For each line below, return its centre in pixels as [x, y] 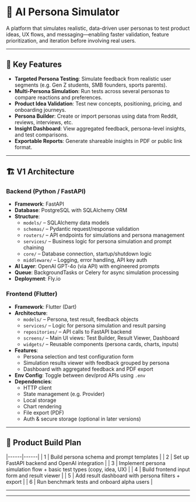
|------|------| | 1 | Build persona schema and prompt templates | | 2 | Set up [98, 457]
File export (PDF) [43, 412]
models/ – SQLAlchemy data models [66, 223]
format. [23, 147]
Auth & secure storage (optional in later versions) [82, 419]
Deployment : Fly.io [38, 279]
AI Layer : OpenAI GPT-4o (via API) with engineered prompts [87, 267]
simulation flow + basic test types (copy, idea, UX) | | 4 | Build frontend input [98, 469]
